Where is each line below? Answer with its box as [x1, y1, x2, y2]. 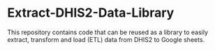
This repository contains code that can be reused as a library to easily [7, 28, 208, 36]
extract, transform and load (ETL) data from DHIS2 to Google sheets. [7, 35, 205, 43]
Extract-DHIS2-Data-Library [7, 5, 175, 21]
